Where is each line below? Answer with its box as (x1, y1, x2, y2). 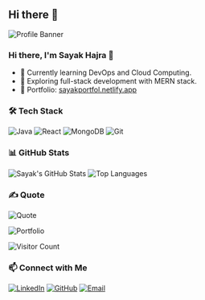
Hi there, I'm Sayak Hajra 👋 (8, 49, 114, 60)
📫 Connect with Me (8, 262, 88, 273)
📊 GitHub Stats (8, 147, 70, 158)
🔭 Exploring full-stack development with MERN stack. (19, 76, 197, 86)
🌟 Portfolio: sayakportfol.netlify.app (19, 85, 137, 95)
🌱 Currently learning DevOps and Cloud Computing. (19, 68, 192, 77)
